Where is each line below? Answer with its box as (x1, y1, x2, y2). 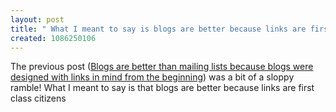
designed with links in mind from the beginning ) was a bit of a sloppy (10, 71, 295, 83)
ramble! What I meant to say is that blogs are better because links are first (10, 82, 315, 94)
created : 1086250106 (10, 33, 97, 43)
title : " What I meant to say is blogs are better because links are (10, 24, 307, 34)
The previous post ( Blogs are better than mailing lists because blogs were (10, 61, 314, 73)
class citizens (10, 92, 67, 105)
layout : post (10, 14, 65, 25)
